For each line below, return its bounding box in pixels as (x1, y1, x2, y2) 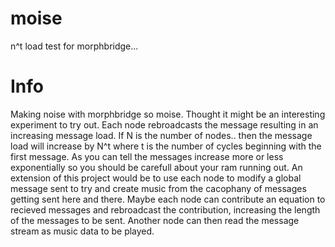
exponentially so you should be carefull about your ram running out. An (10, 161, 303, 173)
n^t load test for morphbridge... (10, 40, 139, 52)
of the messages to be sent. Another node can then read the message (10, 214, 300, 226)
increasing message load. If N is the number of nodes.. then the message (10, 129, 313, 141)
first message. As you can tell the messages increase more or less (10, 150, 284, 162)
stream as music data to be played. (10, 225, 155, 237)
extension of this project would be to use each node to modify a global (10, 172, 302, 184)
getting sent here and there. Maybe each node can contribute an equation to (10, 193, 326, 205)
